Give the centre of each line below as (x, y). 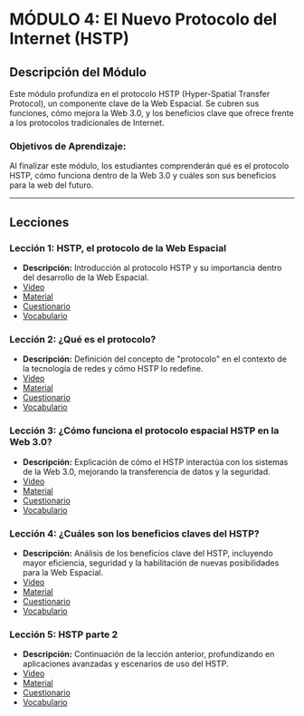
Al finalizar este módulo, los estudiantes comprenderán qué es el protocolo (149, 166)
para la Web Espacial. (63, 572)
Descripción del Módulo (78, 72)
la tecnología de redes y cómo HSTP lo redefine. (113, 369)
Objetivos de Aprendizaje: (68, 146)
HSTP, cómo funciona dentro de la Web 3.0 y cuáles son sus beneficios (143, 176)
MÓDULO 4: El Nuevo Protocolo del (143, 19)
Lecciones (39, 222)
